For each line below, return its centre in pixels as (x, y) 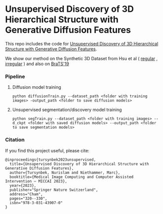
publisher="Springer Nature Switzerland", (54, 190)
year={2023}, (23, 185)
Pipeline (15, 76)
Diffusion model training (37, 87)
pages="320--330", (29, 198)
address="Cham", (26, 194)
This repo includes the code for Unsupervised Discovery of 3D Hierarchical (82, 43)
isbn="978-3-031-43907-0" (36, 203)
